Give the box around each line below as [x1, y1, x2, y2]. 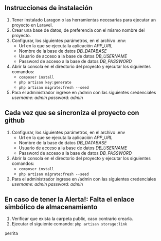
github [4, 117, 25, 125]
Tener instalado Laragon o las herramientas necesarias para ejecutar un [11, 17, 156, 22]
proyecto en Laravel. [11, 22, 53, 28]
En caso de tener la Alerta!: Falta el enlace [4, 195, 135, 204]
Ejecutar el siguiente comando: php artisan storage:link [11, 221, 127, 227]
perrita [4, 230, 18, 236]
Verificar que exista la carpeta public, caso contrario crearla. [11, 216, 133, 221]
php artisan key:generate [18, 80, 72, 85]
